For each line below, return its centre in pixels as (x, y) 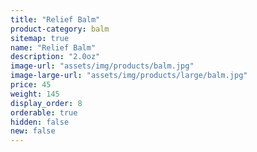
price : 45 (31, 85)
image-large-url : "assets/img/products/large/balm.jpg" (129, 76)
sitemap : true (40, 38)
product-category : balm (60, 29)
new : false (33, 131)
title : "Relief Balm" (55, 19)
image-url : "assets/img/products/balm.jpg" (102, 66)
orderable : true (44, 112)
